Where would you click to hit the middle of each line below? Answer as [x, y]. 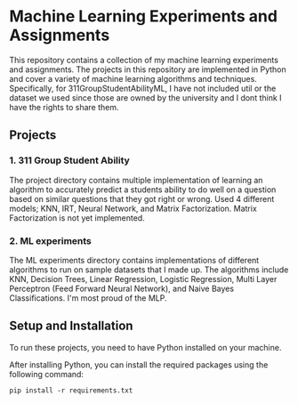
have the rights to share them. [64, 107]
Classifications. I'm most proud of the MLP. [88, 298]
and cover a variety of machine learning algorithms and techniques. [133, 78]
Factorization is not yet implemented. [77, 218]
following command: [47, 374]
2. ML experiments [50, 240]
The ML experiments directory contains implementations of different [134, 260]
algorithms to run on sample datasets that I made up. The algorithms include [149, 270]
